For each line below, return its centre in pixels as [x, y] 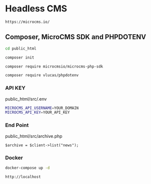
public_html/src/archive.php [34, 136]
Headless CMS [36, 9]
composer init [20, 58]
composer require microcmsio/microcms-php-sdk [54, 66]
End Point [17, 125]
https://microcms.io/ [28, 22]
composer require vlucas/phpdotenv [42, 75]
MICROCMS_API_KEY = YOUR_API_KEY [38, 113]
